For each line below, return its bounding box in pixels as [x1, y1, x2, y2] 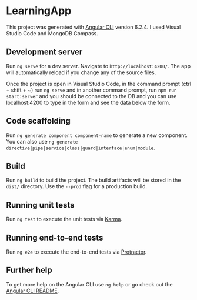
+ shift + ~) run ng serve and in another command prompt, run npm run [6, 86, 177, 94]
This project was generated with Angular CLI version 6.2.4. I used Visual [6, 24, 181, 31]
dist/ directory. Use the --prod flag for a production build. [6, 183, 147, 190]
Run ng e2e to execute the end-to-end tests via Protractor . [6, 248, 147, 255]
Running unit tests [6, 200, 75, 210]
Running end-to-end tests [6, 232, 103, 242]
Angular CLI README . [6, 287, 59, 294]
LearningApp [6, 4, 72, 18]
